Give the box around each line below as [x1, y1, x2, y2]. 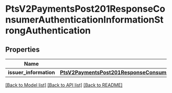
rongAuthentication [5, 25, 91, 36]
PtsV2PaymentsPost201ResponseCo [5, 3, 165, 15]
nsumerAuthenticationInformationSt [5, 14, 164, 26]
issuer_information [8, 69, 55, 76]
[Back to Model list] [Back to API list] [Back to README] [5, 82, 123, 88]
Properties [5, 45, 40, 54]
